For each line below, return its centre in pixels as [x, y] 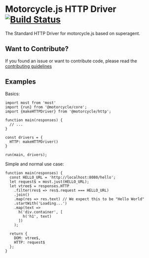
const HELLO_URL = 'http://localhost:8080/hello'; [63, 177]
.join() [22, 195]
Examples [20, 82]
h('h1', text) [37, 216]
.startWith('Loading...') [41, 203]
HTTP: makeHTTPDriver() [34, 142]
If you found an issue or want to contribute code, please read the [71, 61]
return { [19, 234]
